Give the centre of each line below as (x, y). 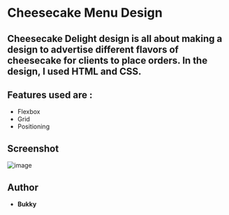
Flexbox (29, 112)
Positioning (34, 126)
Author (23, 187)
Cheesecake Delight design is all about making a (115, 39)
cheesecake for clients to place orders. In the (108, 60)
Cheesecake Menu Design (85, 13)
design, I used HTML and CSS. (74, 71)
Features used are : (50, 95)
